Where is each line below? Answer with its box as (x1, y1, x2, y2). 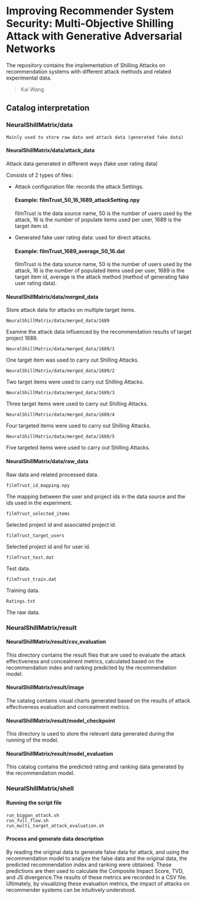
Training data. (6, 587, 40, 594)
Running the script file (6, 799, 62, 806)
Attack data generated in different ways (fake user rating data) (6, 160, 158, 167)
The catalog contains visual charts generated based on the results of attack (6, 697, 190, 704)
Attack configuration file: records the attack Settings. (14, 183, 144, 190)
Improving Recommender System (6, 4, 174, 18)
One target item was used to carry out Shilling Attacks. (6, 356, 139, 363)
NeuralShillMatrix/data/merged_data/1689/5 (6, 433, 115, 440)
